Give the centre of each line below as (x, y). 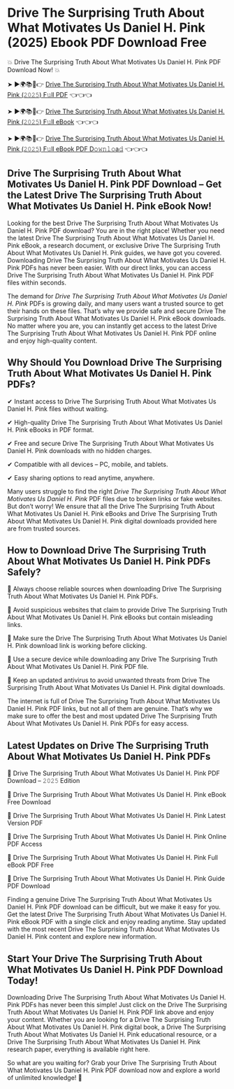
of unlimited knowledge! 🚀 (45, 1077)
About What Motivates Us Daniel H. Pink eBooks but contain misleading (110, 617)
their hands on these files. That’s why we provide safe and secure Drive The (117, 311)
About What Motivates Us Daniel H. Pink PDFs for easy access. (98, 723)
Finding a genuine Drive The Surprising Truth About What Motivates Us (110, 900)
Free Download (29, 802)
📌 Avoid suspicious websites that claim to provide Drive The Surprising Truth (117, 610)
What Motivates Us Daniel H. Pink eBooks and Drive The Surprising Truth (112, 513)
